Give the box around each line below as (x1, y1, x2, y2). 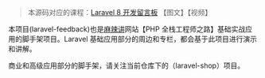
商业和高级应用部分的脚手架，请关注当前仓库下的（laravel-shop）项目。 (8, 61, 245, 70)
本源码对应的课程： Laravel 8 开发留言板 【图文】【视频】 (27, 8, 212, 17)
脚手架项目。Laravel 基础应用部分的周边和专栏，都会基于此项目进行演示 (21, 35, 257, 43)
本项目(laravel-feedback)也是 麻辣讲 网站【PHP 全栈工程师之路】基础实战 (8, 24, 246, 34)
